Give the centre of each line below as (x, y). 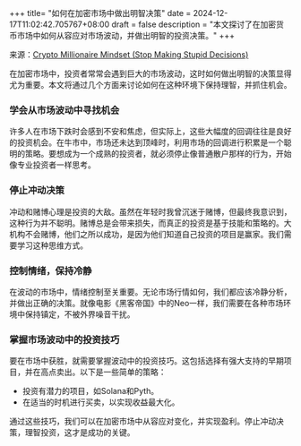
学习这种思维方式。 (52, 245)
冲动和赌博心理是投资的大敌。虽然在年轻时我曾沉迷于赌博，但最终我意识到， (150, 211)
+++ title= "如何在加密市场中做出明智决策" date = (100, 13)
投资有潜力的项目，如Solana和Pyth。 (90, 391)
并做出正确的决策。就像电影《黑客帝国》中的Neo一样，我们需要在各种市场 (146, 303)
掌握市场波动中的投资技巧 (64, 339)
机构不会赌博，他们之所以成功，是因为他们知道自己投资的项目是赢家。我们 (146, 234)
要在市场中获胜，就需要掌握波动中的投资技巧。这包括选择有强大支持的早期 (146, 361)
